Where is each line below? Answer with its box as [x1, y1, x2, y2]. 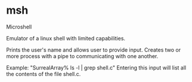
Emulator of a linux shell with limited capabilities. [6, 34, 126, 42]
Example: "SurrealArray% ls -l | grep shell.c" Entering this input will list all [6, 64, 187, 71]
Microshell [6, 23, 32, 30]
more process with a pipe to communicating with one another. [6, 52, 159, 59]
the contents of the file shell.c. [6, 70, 81, 77]
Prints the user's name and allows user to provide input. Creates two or [6, 46, 181, 53]
